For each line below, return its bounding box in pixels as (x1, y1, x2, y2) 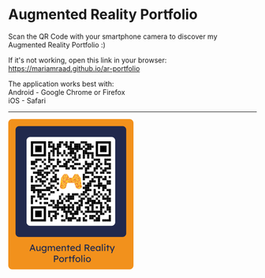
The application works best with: (8, 79, 114, 88)
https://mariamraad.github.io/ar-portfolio (8, 63, 140, 73)
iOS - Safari (8, 96, 46, 105)
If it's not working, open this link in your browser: (8, 55, 167, 65)
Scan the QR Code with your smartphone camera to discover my (8, 32, 218, 41)
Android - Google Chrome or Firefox (8, 87, 125, 96)
